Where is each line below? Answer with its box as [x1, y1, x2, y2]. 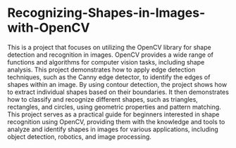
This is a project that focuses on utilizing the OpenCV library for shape [7, 43, 211, 51]
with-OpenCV [7, 20, 90, 36]
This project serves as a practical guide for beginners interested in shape [7, 110, 220, 119]
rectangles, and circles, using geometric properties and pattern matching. [7, 102, 222, 111]
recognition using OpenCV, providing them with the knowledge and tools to [7, 117, 225, 126]
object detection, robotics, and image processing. [7, 132, 151, 141]
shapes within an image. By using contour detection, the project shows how [7, 80, 228, 88]
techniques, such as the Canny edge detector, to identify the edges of [7, 72, 211, 81]
